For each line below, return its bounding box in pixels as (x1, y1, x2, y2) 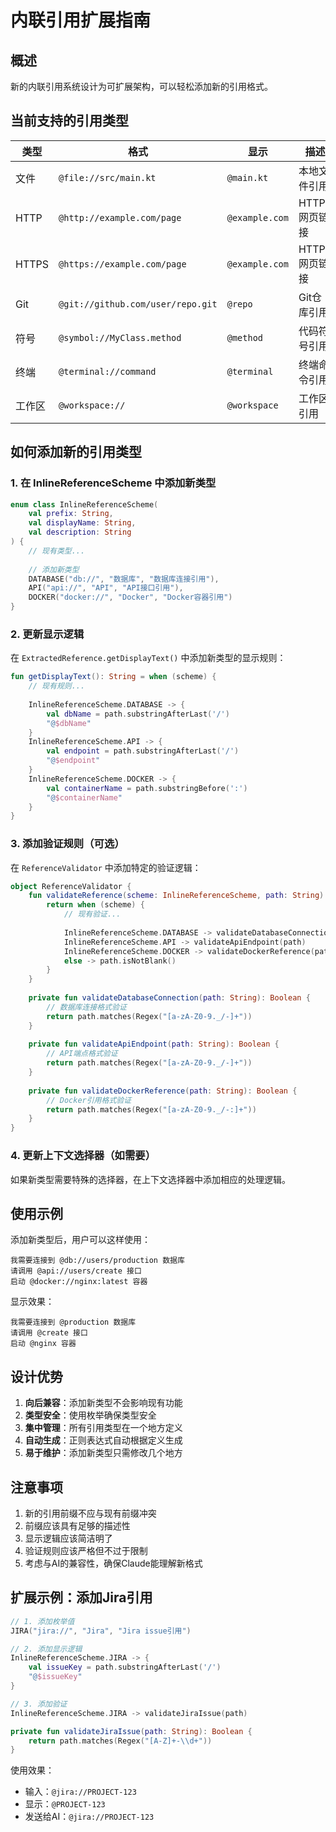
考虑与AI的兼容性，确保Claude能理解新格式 (24, 1557, 203, 1569)
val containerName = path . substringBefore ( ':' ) (46, 783, 248, 793)
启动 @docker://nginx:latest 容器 (10, 1277, 148, 1287)
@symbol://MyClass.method (58, 332, 182, 343)
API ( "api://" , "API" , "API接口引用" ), (28, 583, 184, 593)
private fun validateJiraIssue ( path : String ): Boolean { (10, 1726, 253, 1736)
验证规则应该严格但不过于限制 (24, 1544, 148, 1556)
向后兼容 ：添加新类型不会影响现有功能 (24, 1397, 183, 1409)
